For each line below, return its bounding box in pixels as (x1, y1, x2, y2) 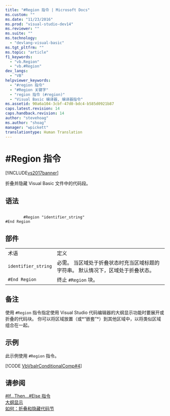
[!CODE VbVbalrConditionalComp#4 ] (5, 362, 82, 369)
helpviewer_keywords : (5, 78, 51, 83)
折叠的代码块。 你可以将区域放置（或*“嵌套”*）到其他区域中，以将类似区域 (5, 315, 161, 321)
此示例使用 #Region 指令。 (5, 352, 59, 359)
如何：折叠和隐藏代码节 (5, 405, 54, 412)
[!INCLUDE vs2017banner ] (5, 170, 59, 176)
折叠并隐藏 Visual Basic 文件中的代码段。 (5, 180, 91, 187)
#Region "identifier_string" (23, 215, 85, 220)
